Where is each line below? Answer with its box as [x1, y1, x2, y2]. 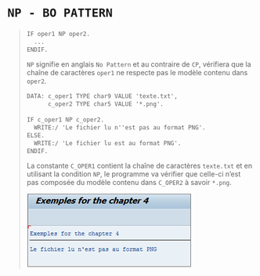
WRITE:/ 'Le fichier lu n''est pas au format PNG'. [34, 123, 206, 132]
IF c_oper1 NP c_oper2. [26, 115, 105, 124]
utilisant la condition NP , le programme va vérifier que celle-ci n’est [26, 169, 241, 179]
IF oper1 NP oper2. [26, 30, 91, 38]
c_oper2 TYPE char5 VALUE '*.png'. [47, 100, 164, 108]
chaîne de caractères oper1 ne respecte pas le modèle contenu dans [26, 67, 248, 77]
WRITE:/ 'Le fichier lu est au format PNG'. [34, 139, 182, 147]
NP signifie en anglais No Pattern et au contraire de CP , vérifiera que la [26, 59, 251, 69]
